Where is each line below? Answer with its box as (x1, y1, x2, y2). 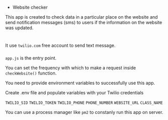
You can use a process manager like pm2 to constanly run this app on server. (5, 109, 163, 115)
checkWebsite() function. (5, 70, 57, 76)
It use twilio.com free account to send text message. (5, 42, 116, 48)
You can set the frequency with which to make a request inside (5, 65, 136, 71)
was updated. (5, 25, 34, 31)
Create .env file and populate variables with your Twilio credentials (5, 90, 144, 96)
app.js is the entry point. (5, 55, 57, 61)
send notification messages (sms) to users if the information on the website (5, 20, 162, 25)
